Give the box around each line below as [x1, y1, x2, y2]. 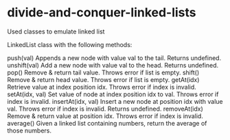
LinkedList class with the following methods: [7, 40, 133, 48]
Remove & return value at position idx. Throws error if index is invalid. [7, 111, 204, 120]
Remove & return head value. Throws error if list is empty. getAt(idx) [7, 75, 200, 83]
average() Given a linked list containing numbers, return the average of [7, 119, 207, 127]
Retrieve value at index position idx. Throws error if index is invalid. [7, 83, 197, 91]
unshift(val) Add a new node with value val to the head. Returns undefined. [7, 61, 219, 69]
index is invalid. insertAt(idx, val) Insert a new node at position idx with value [7, 97, 223, 105]
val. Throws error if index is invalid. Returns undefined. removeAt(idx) [7, 104, 204, 113]
